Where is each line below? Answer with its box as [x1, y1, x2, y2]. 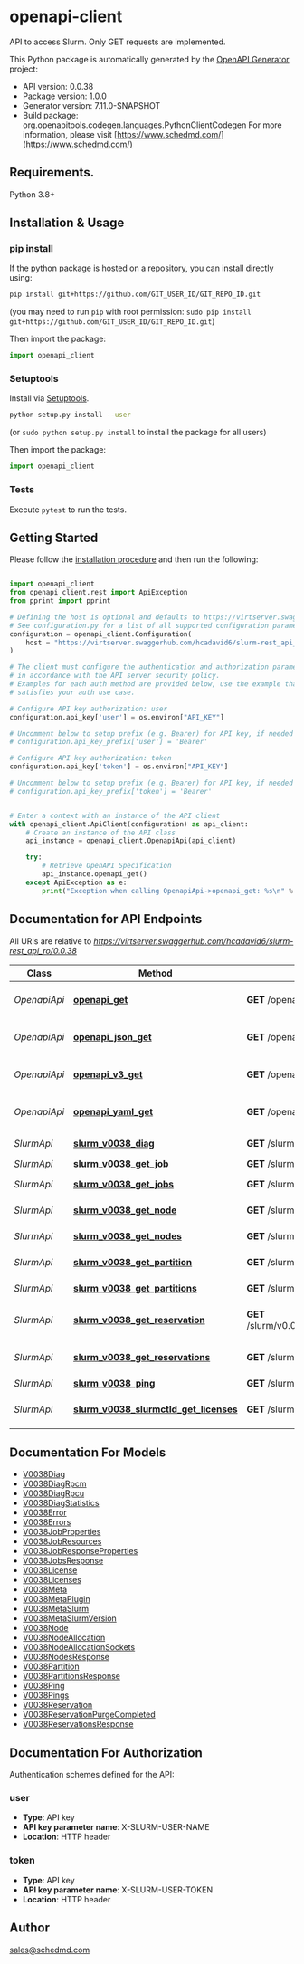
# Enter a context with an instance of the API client [9, 811, 221, 820]
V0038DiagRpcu [22, 1488, 85, 1499]
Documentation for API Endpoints [9, 911, 203, 927]
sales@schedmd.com [9, 1944, 90, 1955]
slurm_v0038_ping [72, 1377, 156, 1389]
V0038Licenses [22, 1575, 81, 1586]
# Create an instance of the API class [25, 828, 176, 837]
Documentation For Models [9, 1444, 166, 1460]
